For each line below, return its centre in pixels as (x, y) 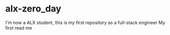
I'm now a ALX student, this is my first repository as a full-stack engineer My (85, 22)
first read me (19, 27)
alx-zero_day (33, 9)
